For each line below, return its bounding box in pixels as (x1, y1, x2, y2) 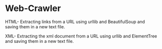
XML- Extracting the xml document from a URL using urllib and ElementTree (5, 33, 157, 39)
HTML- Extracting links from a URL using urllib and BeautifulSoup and (5, 19, 145, 24)
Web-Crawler (5, 3, 61, 14)
